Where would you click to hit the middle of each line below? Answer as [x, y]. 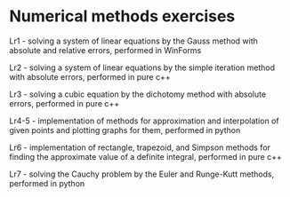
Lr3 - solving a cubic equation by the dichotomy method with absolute [138, 94]
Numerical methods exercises [122, 16]
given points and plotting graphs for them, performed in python [125, 130]
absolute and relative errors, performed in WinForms [105, 50]
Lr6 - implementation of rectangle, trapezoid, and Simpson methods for [140, 147]
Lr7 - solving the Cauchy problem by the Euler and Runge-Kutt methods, [142, 174]
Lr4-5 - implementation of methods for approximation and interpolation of [144, 121]
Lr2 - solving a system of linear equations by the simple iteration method [142, 67]
